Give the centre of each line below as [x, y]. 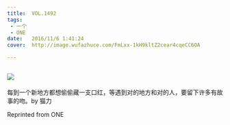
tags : [15, 20]
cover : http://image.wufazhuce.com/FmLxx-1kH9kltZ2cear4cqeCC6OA [104, 45]
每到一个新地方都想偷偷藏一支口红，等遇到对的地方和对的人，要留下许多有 [112, 92]
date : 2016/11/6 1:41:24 [46, 39]
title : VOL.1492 [32, 13]
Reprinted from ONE [36, 114]
